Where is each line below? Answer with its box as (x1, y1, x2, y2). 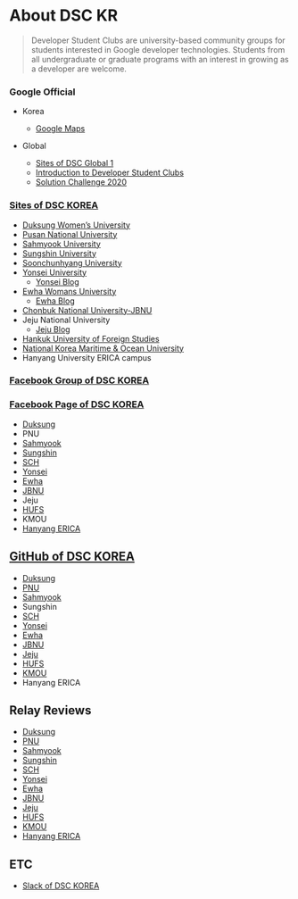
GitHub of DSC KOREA (9, 549, 136, 564)
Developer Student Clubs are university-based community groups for (30, 35, 286, 46)
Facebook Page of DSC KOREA (9, 398, 145, 411)
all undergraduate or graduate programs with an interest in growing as (30, 54, 289, 64)
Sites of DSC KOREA (9, 199, 99, 212)
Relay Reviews (9, 703, 92, 718)
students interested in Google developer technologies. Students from (30, 44, 286, 54)
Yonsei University (21, 267, 87, 278)
